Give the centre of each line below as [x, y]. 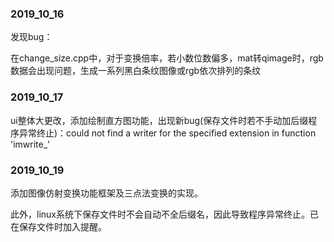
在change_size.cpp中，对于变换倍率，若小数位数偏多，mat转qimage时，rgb [167, 58]
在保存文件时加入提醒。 [58, 226]
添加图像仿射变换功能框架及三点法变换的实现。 [106, 193]
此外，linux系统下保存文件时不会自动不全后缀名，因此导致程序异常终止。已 [164, 214]
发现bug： [31, 37]
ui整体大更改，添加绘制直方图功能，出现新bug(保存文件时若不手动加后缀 [159, 120]
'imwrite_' [30, 144]
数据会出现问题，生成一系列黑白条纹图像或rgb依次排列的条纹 [136, 71]
